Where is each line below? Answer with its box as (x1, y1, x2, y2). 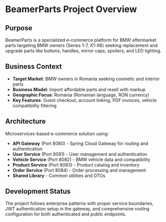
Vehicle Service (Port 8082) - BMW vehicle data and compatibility (12, 156, 151, 162)
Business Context (5, 62, 62, 71)
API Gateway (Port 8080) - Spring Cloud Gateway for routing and (12, 140, 148, 146)
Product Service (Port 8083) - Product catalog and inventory (12, 161, 140, 168)
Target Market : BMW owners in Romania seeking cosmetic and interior (12, 76, 160, 82)
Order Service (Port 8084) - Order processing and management (12, 167, 146, 173)
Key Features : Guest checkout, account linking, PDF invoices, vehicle (12, 97, 157, 103)
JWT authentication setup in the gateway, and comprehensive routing (5, 206, 150, 212)
